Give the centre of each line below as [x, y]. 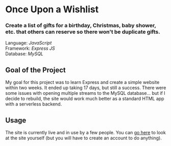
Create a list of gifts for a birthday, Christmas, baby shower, [81, 26]
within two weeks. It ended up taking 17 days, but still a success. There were [86, 88]
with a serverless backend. [34, 104]
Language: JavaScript [29, 43]
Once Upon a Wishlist [52, 9]
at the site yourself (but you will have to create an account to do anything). [83, 138]
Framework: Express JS [30, 48]
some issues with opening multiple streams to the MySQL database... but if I [85, 93]
